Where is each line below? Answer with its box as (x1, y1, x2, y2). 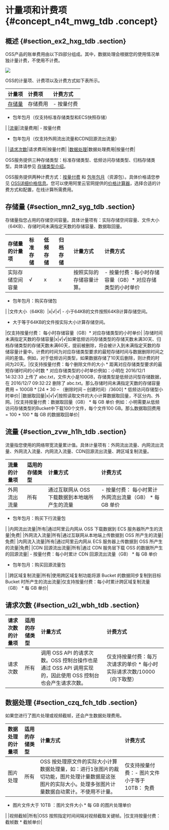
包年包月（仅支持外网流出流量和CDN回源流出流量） (12, 136, 120, 141)
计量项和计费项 (5, 5, 67, 16)
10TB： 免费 (125, 785, 155, 792)
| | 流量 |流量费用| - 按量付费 (5, 125, 61, 131)
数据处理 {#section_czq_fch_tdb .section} (5, 698, 138, 707)
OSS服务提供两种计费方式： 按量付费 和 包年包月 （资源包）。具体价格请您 (5, 174, 156, 180)
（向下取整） (106, 676, 137, 683)
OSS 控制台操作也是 (51, 657, 98, 664)
